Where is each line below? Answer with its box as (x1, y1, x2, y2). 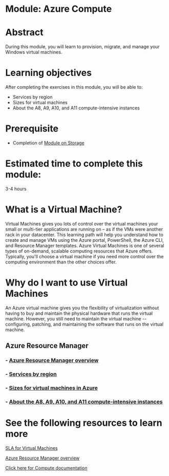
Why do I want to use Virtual (5, 277, 128, 289)
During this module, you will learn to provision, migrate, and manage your (5, 44, 160, 50)
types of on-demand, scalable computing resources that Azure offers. (5, 247, 153, 254)
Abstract (5, 27, 44, 39)
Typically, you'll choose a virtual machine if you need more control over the (5, 253, 164, 259)
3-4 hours (5, 185, 27, 192)
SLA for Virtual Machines (5, 445, 58, 451)
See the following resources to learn (5, 417, 162, 429)
